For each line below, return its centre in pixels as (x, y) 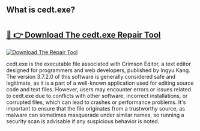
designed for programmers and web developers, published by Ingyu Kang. (98, 70)
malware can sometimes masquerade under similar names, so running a (95, 115)
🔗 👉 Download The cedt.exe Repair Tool (83, 35)
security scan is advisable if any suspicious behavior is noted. (83, 121)
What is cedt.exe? (41, 10)
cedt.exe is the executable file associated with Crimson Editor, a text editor (98, 64)
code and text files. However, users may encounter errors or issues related (98, 89)
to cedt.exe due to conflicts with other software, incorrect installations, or (97, 96)
